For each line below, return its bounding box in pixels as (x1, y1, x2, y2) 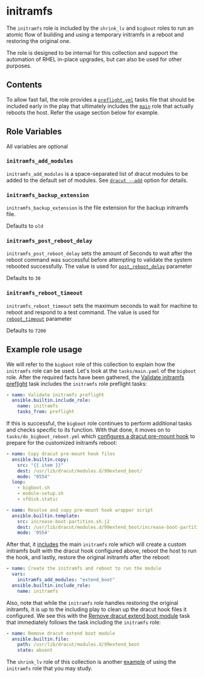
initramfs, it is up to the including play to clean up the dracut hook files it (6, 606, 187, 613)
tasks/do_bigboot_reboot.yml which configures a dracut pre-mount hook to (6, 433, 195, 440)
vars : (12, 571, 26, 578)
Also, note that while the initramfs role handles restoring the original (6, 599, 178, 606)
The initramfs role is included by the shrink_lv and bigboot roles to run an (6, 24, 194, 32)
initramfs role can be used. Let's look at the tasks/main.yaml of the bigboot (6, 367, 196, 374)
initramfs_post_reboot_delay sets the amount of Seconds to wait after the (6, 250, 192, 257)
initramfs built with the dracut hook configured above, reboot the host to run (6, 547, 197, 554)
